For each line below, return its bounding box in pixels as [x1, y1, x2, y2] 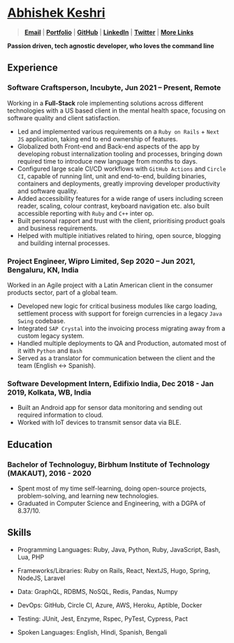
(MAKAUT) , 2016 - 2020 [7, 468, 92, 478]
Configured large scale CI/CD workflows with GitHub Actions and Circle [17, 164, 226, 173]
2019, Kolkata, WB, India [7, 387, 92, 397]
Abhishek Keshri [7, 5, 106, 21]
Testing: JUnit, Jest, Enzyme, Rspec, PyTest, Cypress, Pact [17, 614, 188, 623]
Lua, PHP [17, 553, 45, 561]
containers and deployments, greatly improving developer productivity [17, 179, 221, 188]
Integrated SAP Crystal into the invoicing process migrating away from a [17, 324, 226, 332]
